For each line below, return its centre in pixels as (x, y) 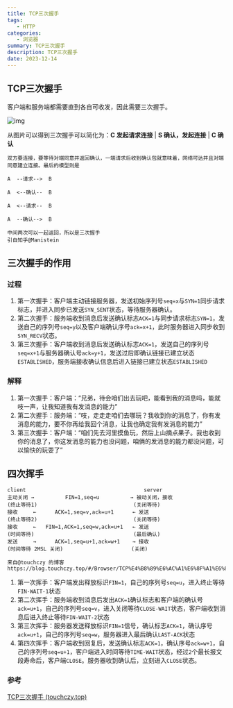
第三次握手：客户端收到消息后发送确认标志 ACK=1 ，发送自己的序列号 (113, 344)
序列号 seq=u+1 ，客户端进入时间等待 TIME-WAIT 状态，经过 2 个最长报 (123, 652)
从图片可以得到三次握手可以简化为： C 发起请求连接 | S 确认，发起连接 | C (112, 135)
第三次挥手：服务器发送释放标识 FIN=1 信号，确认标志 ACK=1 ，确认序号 (115, 626)
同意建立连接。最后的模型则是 (43, 165)
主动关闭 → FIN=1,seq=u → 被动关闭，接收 (90, 498)
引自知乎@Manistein (33, 240)
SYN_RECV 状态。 (39, 336)
